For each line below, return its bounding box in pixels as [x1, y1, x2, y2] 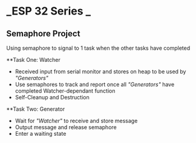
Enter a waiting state [15, 130, 67, 137]
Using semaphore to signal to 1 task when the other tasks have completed [6, 44, 191, 52]
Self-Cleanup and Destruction [15, 94, 90, 101]
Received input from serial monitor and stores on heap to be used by [15, 68, 186, 75]
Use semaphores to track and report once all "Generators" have [15, 81, 175, 88]
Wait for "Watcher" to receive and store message [15, 117, 138, 124]
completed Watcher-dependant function [15, 87, 116, 95]
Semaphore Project [6, 28, 80, 39]
